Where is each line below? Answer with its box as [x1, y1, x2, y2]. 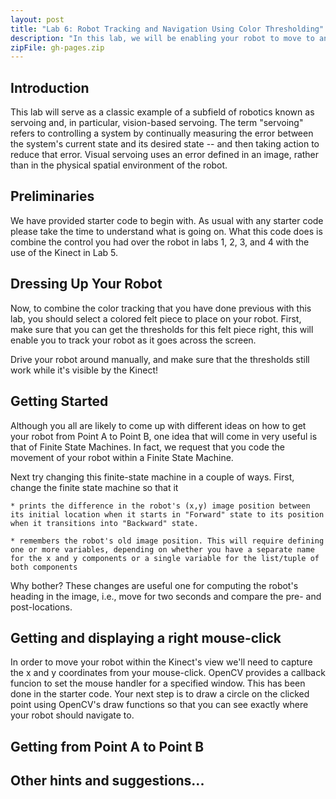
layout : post [10, 14, 65, 25]
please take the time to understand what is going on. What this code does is [10, 225, 323, 237]
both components [10, 562, 78, 572]
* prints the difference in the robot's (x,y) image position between [10, 501, 311, 511]
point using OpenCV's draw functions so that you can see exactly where [10, 699, 309, 711]
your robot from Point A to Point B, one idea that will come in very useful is [10, 430, 318, 442]
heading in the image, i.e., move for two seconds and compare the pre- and [10, 590, 322, 602]
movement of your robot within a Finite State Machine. [10, 451, 234, 463]
